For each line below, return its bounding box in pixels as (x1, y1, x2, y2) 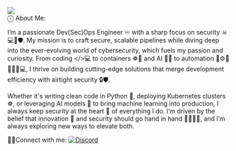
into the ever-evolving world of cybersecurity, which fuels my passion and (7, 46, 224, 55)
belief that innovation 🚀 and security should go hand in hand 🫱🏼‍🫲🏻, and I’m (7, 114, 225, 123)
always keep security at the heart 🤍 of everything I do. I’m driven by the (7, 107, 216, 115)
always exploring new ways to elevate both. (7, 122, 135, 130)
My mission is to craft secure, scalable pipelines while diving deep (26, 36, 220, 44)
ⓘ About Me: (7, 14, 46, 22)
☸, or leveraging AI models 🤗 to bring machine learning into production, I (7, 99, 219, 108)
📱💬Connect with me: (7, 135, 67, 144)
